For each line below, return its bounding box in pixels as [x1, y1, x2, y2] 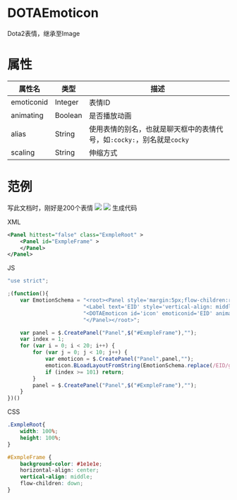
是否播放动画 [89, 111, 132, 121]
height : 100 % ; [20, 434, 61, 441]
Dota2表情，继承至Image [7, 29, 80, 37]
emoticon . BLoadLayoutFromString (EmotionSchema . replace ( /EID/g [44, 362, 232, 369]
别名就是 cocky [142, 134, 189, 144]
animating [11, 110, 44, 120]
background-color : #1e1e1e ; [20, 460, 102, 468]
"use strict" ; [7, 278, 49, 285]
